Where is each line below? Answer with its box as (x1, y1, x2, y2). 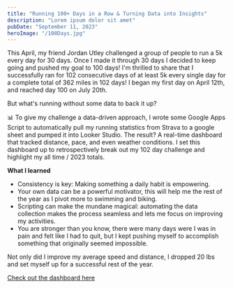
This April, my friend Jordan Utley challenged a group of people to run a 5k (7, 49, 223, 57)
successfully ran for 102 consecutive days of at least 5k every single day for (7, 71, 226, 79)
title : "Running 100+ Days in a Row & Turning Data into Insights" (7, 10, 208, 17)
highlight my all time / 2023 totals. (7, 153, 105, 161)
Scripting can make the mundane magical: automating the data (17, 202, 198, 211)
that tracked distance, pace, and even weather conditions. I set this (7, 138, 201, 146)
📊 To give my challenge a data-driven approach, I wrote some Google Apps (7, 113, 225, 122)
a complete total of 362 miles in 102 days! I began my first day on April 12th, (7, 78, 225, 87)
